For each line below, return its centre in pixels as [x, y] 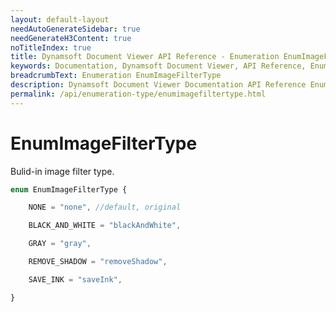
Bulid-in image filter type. [62, 171]
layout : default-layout [60, 19]
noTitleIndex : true [51, 47]
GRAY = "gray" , [60, 244]
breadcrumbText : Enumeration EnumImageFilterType [116, 76]
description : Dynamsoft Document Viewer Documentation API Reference [158, 85]
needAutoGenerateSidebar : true [75, 29]
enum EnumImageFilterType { [69, 189]
